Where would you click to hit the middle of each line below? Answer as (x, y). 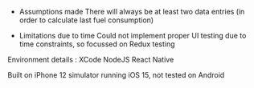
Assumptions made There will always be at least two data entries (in (132, 12)
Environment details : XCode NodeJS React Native (91, 60)
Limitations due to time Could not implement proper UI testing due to (133, 36)
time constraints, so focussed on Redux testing (97, 44)
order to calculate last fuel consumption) (86, 20)
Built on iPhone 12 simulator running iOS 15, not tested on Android (116, 75)
